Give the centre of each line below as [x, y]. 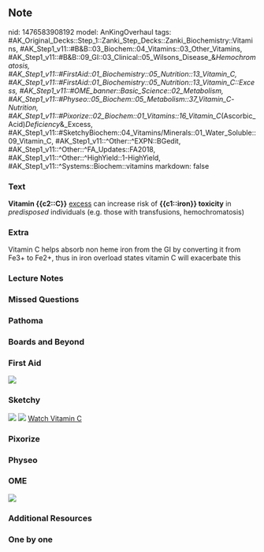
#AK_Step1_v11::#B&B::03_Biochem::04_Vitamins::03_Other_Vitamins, [131, 48]
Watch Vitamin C [55, 418]
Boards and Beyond [46, 342]
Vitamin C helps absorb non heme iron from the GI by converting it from [125, 250]
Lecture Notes [36, 278]
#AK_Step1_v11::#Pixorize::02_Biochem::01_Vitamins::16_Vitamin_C [115, 116]
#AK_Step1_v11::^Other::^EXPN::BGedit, [118, 140]
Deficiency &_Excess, [59, 124]
